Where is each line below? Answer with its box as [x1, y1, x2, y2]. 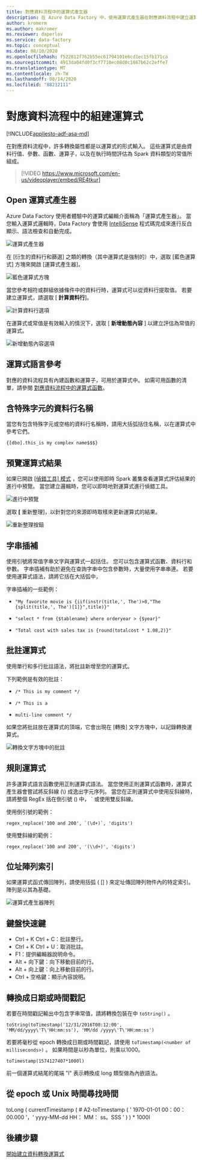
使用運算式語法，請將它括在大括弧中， [6, 573, 101, 580]
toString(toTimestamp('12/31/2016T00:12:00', [6, 1022, 122, 1028]
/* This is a [14, 700, 48, 706]
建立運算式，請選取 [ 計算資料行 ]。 [6, 293, 93, 301]
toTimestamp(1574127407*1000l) [6, 1058, 85, 1065]
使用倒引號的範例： [6, 808, 54, 815]
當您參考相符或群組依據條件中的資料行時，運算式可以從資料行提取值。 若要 [6, 286, 192, 293]
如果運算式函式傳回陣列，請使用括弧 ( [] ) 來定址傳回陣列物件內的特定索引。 [6, 879, 194, 886]
